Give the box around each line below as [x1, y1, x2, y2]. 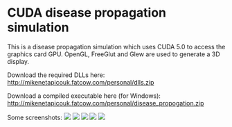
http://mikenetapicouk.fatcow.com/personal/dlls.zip [7, 78, 154, 86]
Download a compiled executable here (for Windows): [7, 92, 161, 100]
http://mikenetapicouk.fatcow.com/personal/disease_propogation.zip [7, 99, 204, 107]
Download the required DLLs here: [7, 71, 105, 79]
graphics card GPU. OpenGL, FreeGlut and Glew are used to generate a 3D [7, 50, 220, 58]
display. [7, 57, 30, 65]
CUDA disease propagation [7, 5, 167, 21]
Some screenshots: [7, 113, 62, 121]
